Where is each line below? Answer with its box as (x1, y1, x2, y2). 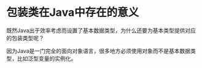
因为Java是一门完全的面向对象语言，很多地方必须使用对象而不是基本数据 (6, 47, 191, 55)
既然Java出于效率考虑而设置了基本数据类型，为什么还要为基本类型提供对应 (6, 27, 196, 34)
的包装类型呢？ (6, 34, 44, 41)
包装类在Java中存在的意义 (6, 5, 139, 19)
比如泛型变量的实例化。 (17, 55, 77, 62)
